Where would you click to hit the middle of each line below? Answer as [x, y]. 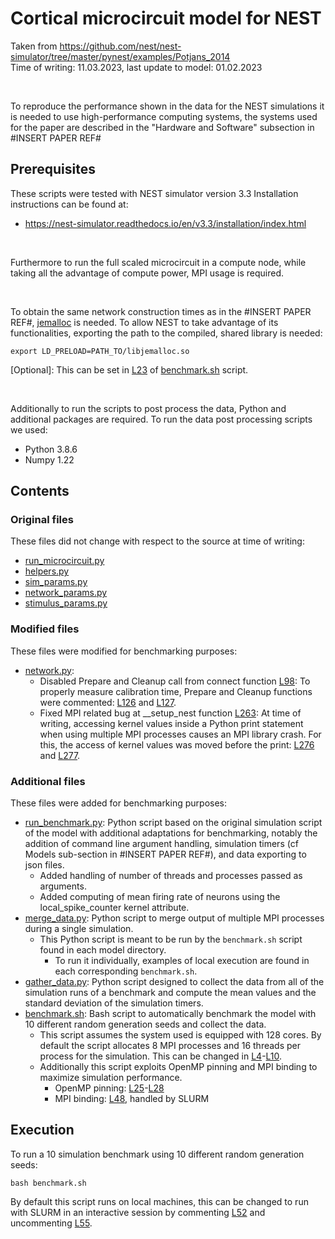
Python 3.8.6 [51, 449]
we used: [29, 429]
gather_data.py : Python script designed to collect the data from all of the [174, 982]
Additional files [48, 781]
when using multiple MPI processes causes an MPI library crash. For [180, 734]
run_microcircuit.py [64, 561]
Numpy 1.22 [49, 459]
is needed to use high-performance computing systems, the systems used [164, 116]
